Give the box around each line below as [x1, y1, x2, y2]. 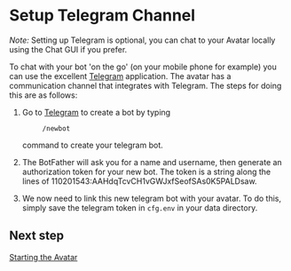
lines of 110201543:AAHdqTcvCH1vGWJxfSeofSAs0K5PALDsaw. [21, 175, 257, 187]
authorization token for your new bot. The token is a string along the [21, 166, 271, 177]
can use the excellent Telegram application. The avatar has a [9, 70, 232, 81]
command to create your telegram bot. [21, 139, 164, 150]
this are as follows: [9, 90, 78, 100]
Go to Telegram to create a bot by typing [21, 107, 171, 117]
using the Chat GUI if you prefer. [9, 44, 128, 54]
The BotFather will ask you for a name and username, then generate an [21, 156, 282, 167]
